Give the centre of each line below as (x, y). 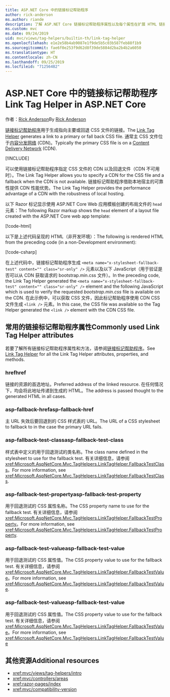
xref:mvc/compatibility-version (45, 689)
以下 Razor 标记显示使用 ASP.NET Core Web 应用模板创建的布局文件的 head (83, 204)
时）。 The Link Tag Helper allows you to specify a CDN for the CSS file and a (85, 175)
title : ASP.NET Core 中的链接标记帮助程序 (47, 10)
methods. (15, 359)
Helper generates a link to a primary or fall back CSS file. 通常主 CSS (77, 137)
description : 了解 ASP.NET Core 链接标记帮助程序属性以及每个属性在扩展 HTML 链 (84, 24)
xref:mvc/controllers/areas (40, 679)
